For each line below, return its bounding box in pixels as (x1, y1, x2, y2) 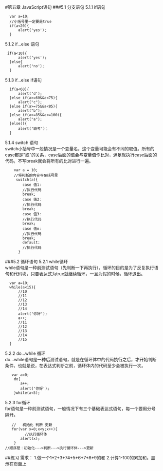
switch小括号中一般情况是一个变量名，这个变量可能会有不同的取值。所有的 (5, 146, 155, 151)
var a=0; (11, 372, 29, 377)
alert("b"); (18, 108, 42, 113)
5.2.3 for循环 (5, 400, 31, 405)
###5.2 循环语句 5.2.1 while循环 (5, 259, 68, 265)
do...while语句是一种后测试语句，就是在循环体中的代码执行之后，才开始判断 (5, 357, 157, 362)
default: (22, 240, 40, 245)
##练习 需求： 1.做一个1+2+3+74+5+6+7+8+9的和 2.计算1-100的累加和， (5, 455, 151, 460)
